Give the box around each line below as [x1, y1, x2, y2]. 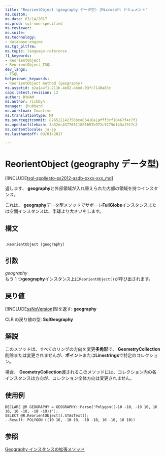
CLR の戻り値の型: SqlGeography [5, 316, 73, 322]
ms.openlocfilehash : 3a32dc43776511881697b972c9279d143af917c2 [5, 122, 138, 127]
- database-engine [5, 40, 43, 45]
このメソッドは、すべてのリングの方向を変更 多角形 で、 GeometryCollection [5, 346, 161, 352]
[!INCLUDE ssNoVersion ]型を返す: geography [5, 306, 97, 312]
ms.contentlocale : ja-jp [5, 127, 56, 132]
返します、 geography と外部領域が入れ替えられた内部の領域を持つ [5, 185, 141, 191]
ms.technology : [5, 35, 36, 40]
